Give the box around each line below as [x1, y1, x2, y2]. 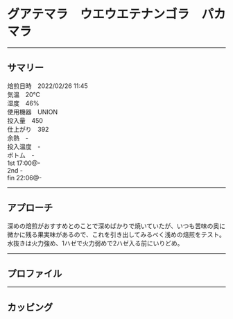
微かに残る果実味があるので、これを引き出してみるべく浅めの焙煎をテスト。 [7, 230, 225, 239]
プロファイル [7, 268, 62, 279]
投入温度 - [7, 142, 41, 150]
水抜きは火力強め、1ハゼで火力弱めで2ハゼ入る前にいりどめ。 [7, 239, 184, 247]
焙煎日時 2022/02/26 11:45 [7, 81, 88, 90]
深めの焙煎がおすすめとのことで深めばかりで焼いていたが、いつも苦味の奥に [7, 221, 226, 230]
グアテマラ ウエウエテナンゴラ [7, 6, 190, 22]
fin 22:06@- [7, 173, 42, 182]
